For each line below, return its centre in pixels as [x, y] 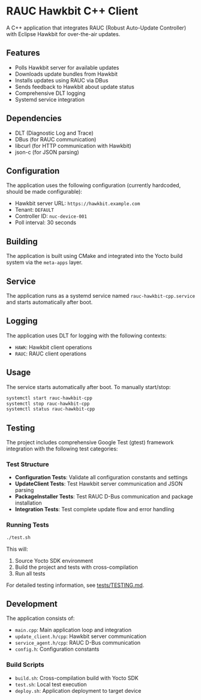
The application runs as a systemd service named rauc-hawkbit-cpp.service [101, 296]
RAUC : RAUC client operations [51, 354]
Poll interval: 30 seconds [46, 223]
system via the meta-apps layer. [44, 262]
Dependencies [34, 118]
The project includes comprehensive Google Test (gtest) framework [90, 443]
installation [28, 503]
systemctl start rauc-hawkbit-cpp [49, 398]
